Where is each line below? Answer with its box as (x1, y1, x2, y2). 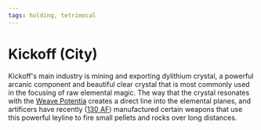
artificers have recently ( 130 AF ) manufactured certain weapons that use (8, 104, 243, 114)
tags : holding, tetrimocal (8, 11, 96, 20)
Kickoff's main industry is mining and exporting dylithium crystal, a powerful (8, 71, 254, 81)
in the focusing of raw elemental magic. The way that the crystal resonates (8, 88, 250, 97)
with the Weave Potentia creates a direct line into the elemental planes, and (8, 96, 251, 106)
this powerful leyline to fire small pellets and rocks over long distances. (8, 113, 237, 122)
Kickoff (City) (8, 45, 98, 63)
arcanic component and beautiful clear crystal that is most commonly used (8, 79, 250, 88)
